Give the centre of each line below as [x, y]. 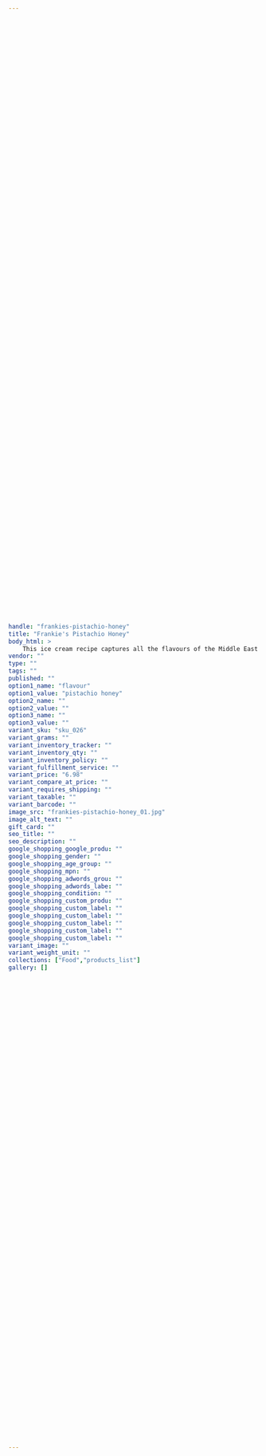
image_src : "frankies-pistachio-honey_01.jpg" [87, 812]
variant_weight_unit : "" [49, 953]
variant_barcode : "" [43, 804]
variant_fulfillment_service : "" [64, 767]
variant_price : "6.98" [46, 775]
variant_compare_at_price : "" [59, 783]
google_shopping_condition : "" [60, 894]
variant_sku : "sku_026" [48, 731]
